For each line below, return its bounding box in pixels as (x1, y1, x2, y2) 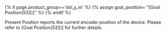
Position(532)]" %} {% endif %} (5, 9, 72, 15)
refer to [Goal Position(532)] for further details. (5, 24, 103, 30)
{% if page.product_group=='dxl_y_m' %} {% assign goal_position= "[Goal (5, 4, 160, 10)
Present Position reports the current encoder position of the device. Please (5, 19, 161, 25)
